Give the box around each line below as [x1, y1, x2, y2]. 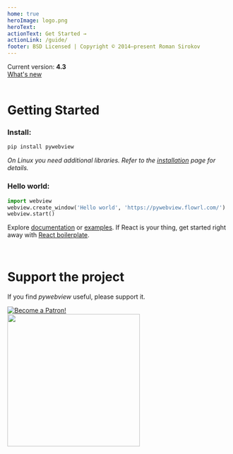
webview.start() [7, 210, 55, 217]
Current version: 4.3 [7, 63, 66, 71]
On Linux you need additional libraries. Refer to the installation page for [7, 156, 216, 165]
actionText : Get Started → [7, 30, 87, 37]
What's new [7, 70, 42, 78]
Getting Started [7, 102, 100, 119]
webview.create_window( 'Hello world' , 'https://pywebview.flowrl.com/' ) [7, 204, 226, 211]
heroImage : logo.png [7, 17, 68, 24]
